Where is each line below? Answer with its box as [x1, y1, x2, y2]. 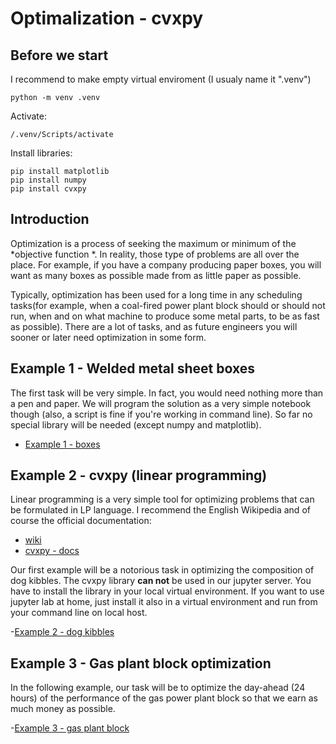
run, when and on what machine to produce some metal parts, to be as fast [10, 310, 320, 322]
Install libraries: [10, 147, 73, 159]
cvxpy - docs [24, 545, 80, 557]
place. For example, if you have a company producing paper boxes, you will [10, 258, 322, 271]
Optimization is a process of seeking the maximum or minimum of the [10, 237, 297, 249]
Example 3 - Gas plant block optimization [10, 655, 272, 672]
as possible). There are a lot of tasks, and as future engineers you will [10, 320, 298, 332]
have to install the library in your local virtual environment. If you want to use [10, 585, 325, 597]
